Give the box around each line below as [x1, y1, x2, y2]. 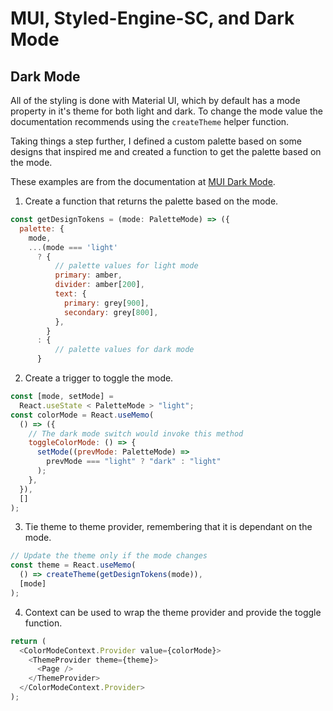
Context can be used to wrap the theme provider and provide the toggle [24, 606, 322, 618]
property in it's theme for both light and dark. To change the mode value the [10, 105, 323, 117]
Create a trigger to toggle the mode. [24, 372, 174, 384]
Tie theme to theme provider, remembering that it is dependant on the [24, 521, 313, 533]
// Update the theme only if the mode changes [10, 551, 208, 561]
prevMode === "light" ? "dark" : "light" [46, 457, 222, 467]
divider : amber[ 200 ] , [54, 280, 145, 290]
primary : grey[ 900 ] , [63, 298, 150, 308]
